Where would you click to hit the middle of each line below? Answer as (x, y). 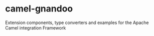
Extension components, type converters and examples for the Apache (77, 22)
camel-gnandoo (39, 9)
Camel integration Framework (36, 27)
